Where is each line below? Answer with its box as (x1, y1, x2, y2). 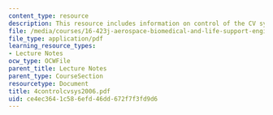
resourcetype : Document (8, 79, 89, 87)
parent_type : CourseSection (8, 72, 104, 80)
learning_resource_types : (8, 42, 96, 50)
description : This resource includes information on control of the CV (8, 19, 256, 28)
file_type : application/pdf (8, 34, 104, 43)
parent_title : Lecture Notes (8, 65, 107, 73)
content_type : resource (8, 11, 89, 20)
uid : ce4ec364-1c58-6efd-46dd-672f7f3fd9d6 (8, 95, 158, 103)
